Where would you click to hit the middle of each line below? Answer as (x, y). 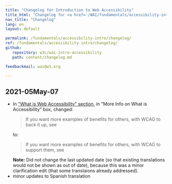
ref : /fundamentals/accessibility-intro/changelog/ (61, 43)
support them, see (45, 150)
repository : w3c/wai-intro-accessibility (57, 52)
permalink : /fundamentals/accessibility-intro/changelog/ (68, 38)
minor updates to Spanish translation (51, 176)
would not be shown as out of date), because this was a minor (78, 165)
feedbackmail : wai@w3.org (33, 66)
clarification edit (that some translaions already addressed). (76, 171)
